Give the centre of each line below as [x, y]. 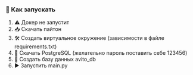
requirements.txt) [35, 46]
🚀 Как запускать [31, 10]
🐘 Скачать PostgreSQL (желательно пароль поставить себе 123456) [101, 53]
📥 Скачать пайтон [38, 29]
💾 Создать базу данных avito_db [55, 60]
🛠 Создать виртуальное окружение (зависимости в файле [89, 38]
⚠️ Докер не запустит [42, 23]
